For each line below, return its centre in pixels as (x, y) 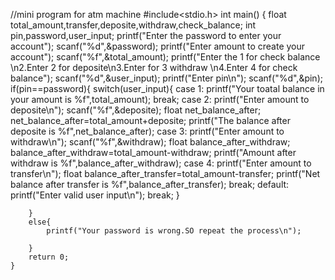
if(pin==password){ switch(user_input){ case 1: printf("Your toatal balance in (167, 88)
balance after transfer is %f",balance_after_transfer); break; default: (150, 184)
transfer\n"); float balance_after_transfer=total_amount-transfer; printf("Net (165, 173)
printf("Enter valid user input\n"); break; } (95, 195)
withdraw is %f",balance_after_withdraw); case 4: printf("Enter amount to (161, 163)
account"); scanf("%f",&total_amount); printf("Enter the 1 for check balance (165, 57)
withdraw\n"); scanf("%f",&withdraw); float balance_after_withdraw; (150, 142)
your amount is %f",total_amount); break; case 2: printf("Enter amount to (160, 99)
